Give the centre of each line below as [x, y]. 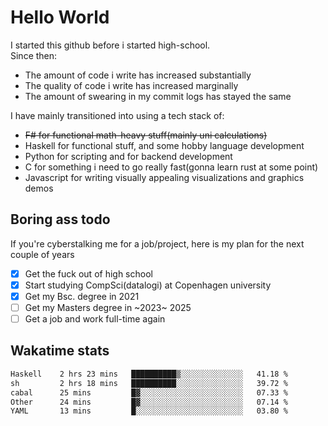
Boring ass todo [60, 219]
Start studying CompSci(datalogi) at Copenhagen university [148, 285]
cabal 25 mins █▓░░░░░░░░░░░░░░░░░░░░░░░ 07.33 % [149, 392]
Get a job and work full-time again [95, 319]
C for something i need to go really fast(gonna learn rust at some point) [171, 167]
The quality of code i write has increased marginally [131, 85]
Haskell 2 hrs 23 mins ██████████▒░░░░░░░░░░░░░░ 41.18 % [149, 374]
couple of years [42, 254]
